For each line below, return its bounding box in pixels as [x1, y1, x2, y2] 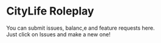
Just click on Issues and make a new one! [6, 30, 111, 38]
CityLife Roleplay [6, 4, 94, 18]
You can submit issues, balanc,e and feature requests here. [6, 24, 155, 31]
